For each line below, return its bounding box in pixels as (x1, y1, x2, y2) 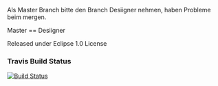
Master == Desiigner (7, 27, 65, 34)
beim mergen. (7, 13, 47, 21)
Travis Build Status (7, 56, 72, 66)
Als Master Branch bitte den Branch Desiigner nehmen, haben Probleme (7, 6, 211, 14)
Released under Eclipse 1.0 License (7, 40, 107, 47)
